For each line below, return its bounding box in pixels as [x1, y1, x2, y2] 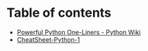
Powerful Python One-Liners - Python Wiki [16, 28, 141, 36]
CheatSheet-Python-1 [16, 35, 80, 43]
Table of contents [6, 5, 112, 21]
